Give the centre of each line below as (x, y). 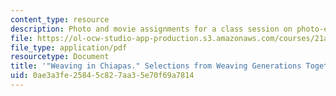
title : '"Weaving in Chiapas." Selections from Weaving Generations (156, 66)
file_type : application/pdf (69, 47)
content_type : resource (60, 19)
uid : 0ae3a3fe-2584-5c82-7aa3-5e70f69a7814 (102, 76)
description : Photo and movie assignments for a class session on (151, 29)
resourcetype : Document (60, 57)
